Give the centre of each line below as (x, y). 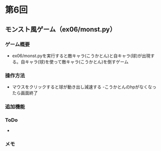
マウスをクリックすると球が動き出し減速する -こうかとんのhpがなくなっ (84, 87)
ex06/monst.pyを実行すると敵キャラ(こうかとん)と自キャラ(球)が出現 (81, 56)
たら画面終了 (25, 93)
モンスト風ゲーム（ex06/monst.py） (61, 29)
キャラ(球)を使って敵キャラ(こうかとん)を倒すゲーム (77, 61)
